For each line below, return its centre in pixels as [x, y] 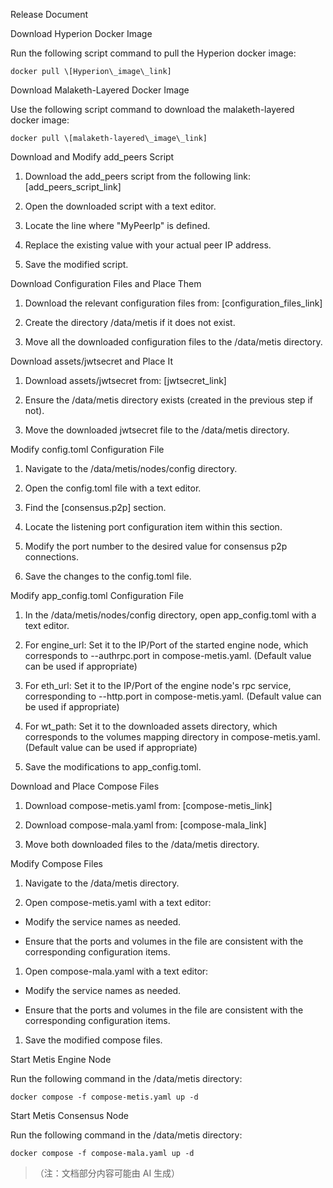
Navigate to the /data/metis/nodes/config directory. [131, 468]
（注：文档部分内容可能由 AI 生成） [107, 1173]
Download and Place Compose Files [85, 786]
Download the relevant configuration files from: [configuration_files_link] [173, 303]
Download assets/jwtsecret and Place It [91, 361]
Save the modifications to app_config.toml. [113, 767]
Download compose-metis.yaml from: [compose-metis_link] [148, 805]
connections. [51, 557]
